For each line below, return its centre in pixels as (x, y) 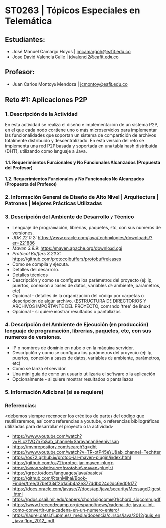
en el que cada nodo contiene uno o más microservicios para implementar (81, 130)
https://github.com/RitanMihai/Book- (50, 478)
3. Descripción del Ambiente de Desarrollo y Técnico (70, 217)
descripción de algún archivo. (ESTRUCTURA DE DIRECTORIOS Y (79, 301)
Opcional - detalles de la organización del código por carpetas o (78, 295)
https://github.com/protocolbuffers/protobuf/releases (67, 259)
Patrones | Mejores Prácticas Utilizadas (54, 203)
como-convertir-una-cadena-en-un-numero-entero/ (66, 510)
